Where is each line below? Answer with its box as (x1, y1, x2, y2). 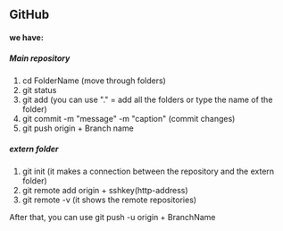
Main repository (9, 53, 71, 64)
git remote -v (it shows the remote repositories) (21, 194, 197, 205)
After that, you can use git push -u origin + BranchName (9, 211, 216, 222)
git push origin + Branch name (21, 123, 134, 133)
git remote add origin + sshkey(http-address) (21, 184, 189, 195)
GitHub (9, 7, 50, 22)
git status (21, 84, 57, 95)
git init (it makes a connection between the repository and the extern (21, 166, 275, 176)
